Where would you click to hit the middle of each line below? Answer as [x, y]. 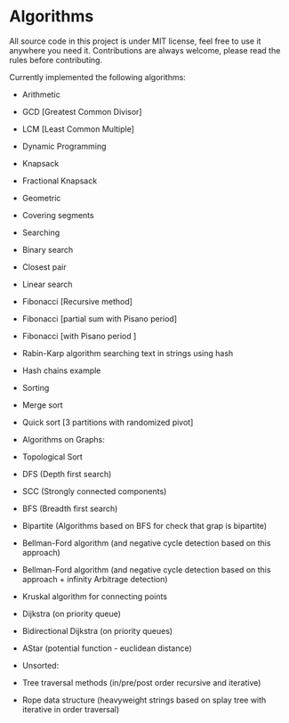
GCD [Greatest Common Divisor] [82, 111]
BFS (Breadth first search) [70, 508]
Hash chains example [61, 370]
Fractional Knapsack [60, 181]
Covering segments [58, 215]
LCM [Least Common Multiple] [78, 129]
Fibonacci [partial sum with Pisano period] [100, 319]
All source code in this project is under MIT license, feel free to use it [135, 41]
